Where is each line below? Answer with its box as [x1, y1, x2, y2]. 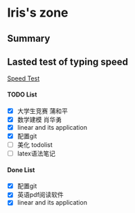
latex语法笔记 [17, 149, 55, 157]
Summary [7, 33, 51, 44]
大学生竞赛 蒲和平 [17, 106, 68, 115]
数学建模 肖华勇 [17, 115, 62, 123]
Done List [7, 165, 35, 174]
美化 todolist [17, 140, 53, 148]
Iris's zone [7, 5, 69, 21]
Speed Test [7, 74, 40, 83]
